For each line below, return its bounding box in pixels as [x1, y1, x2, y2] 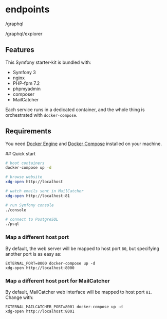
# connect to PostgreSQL [5, 217, 59, 222]
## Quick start [5, 150, 36, 156]
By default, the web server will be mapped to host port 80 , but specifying [5, 245, 159, 252]
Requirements [5, 127, 51, 136]
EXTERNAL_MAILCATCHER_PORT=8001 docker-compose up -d [5, 304, 123, 309]
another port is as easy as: [5, 251, 62, 257]
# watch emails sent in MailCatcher [5, 189, 84, 194]
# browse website [5, 174, 43, 180]
